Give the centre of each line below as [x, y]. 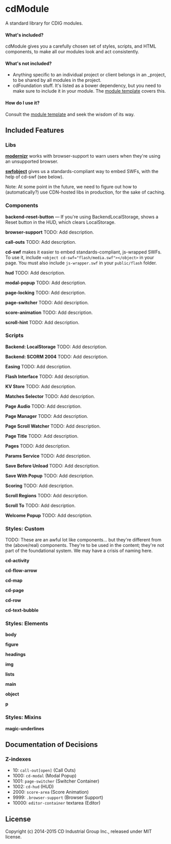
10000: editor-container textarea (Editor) [56, 803]
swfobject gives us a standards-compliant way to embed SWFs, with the [82, 172]
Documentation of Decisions [52, 745]
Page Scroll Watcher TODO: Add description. [53, 426]
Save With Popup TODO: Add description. [50, 476]
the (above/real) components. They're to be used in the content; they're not [85, 545]
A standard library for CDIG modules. [44, 23]
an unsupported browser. [32, 161]
